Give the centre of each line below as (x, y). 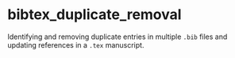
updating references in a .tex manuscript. (76, 44)
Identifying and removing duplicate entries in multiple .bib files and (118, 37)
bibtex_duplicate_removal (94, 15)
